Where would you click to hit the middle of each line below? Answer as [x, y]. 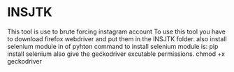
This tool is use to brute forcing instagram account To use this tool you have [116, 31]
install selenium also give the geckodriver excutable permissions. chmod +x [116, 54]
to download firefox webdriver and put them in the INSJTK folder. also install [117, 38]
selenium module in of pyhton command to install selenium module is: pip [113, 46]
